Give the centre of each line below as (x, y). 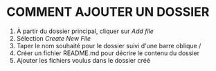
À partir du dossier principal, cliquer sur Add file (85, 31)
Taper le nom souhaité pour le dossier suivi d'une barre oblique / (109, 45)
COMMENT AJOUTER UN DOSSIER (108, 12)
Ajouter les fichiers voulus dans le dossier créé (83, 60)
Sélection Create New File (54, 38)
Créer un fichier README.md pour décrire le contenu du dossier (108, 53)
